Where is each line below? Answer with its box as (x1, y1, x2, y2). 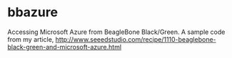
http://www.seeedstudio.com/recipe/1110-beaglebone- (55, 35, 216, 43)
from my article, (7, 35, 54, 43)
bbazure (7, 4, 59, 21)
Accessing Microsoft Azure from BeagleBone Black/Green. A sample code (7, 28, 226, 36)
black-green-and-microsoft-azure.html (7, 42, 122, 51)
